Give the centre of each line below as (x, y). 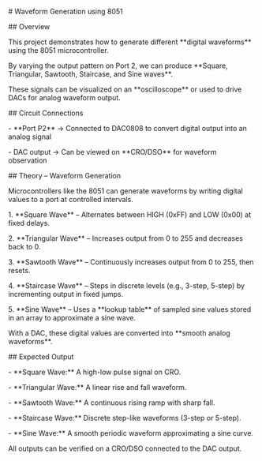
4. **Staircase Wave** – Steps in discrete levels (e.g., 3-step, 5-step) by (127, 286)
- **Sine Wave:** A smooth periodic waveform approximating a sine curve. (131, 433)
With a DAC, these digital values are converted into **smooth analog (119, 333)
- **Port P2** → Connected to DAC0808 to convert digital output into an (127, 128)
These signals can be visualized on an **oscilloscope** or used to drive (125, 89)
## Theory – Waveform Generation (64, 176)
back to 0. (24, 247)
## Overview (29, 26)
